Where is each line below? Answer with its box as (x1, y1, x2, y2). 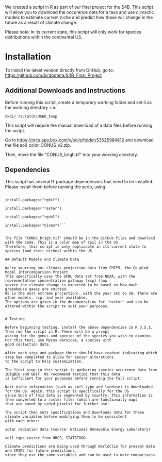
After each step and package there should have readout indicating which (5, 350, 158, 355)
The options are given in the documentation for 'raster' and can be (5, 299, 149, 304)
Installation (5, 51, 51, 62)
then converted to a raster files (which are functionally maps (5, 397, 138, 402)
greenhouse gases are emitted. (5, 287, 68, 291)
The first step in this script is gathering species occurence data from (5, 367, 158, 372)
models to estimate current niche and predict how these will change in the (5, 15, 153, 20)
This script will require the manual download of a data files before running (5, 122, 153, 128)
